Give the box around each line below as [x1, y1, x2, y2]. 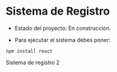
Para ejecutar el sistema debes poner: [14, 36, 111, 43]
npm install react [6, 48, 53, 54]
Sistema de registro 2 [6, 59, 60, 66]
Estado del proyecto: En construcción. [14, 24, 111, 32]
